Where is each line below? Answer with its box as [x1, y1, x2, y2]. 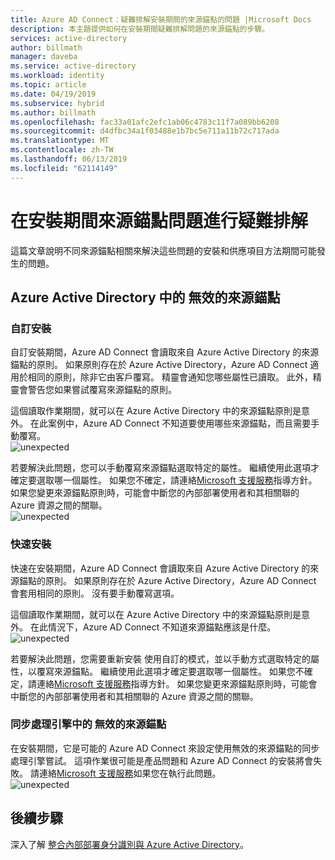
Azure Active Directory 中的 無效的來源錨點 [10, 289, 281, 306]
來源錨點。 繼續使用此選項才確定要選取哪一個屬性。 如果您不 [53, 665, 305, 677]
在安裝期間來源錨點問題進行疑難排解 [10, 209, 309, 232]
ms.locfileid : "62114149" [10, 163, 118, 173]
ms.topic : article [10, 80, 87, 90]
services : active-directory [10, 33, 128, 43]
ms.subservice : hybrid [10, 98, 105, 108]
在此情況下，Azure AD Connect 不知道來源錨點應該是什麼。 [29, 621, 277, 633]
